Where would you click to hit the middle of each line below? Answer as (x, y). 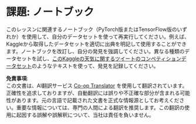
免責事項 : (17, 78)
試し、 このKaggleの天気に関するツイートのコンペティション (109, 58)
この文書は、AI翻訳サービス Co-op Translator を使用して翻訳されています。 (97, 85)
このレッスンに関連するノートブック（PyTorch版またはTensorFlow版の (92, 29)
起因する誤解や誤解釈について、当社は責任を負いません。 (85, 115)
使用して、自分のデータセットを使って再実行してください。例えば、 (108, 36)
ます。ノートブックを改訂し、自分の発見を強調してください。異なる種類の (95, 51)
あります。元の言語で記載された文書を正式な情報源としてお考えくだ (98, 100)
